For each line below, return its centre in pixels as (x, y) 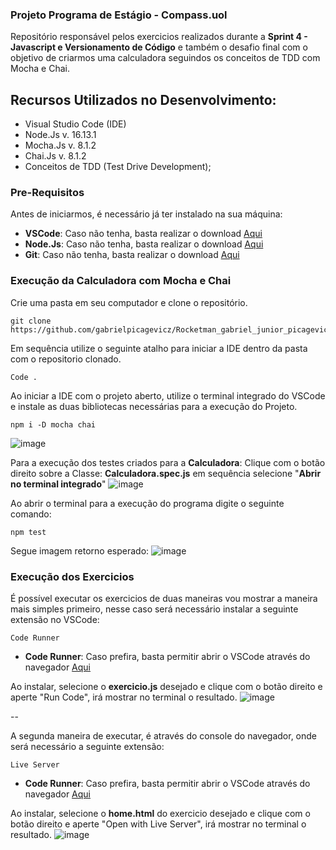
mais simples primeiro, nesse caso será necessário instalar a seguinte (154, 609)
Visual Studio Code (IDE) (75, 124)
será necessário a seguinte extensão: (87, 746)
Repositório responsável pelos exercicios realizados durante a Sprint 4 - (159, 37)
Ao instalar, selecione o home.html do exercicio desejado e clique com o (160, 813)
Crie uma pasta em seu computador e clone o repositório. (129, 302)
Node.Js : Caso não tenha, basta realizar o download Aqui (144, 244)
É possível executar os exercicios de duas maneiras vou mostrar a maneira (164, 598)
